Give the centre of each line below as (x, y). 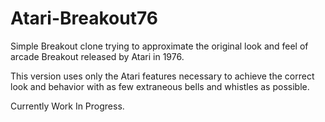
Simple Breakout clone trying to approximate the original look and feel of (159, 46)
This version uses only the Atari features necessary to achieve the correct (162, 76)
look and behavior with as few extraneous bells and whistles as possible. (160, 86)
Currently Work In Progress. (67, 106)
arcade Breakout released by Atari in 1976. (97, 56)
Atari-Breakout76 (84, 18)
